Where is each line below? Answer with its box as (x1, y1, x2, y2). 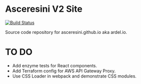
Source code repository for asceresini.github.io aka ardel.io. (5, 29, 128, 35)
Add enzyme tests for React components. (12, 62, 97, 68)
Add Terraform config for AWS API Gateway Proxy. (12, 68, 116, 74)
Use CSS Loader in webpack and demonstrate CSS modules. (12, 73, 137, 79)
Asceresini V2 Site (5, 3, 83, 15)
